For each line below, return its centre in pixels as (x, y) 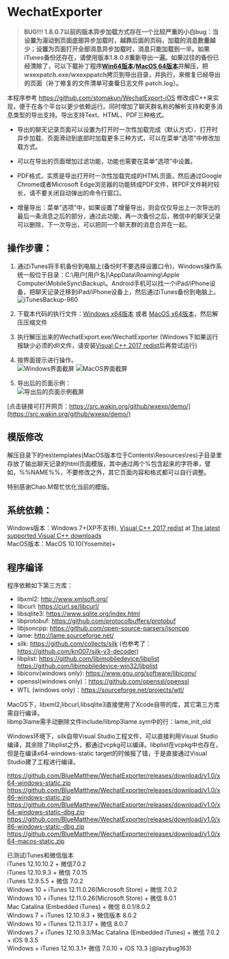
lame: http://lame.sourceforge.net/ (65, 635)
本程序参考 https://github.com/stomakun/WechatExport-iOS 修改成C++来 (110, 97)
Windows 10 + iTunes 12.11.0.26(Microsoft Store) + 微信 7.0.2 (92, 890)
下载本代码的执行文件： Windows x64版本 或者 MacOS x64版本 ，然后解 (118, 313)
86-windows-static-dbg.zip (46, 827)
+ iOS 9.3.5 (23, 940)
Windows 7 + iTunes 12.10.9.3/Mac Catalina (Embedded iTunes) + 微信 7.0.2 (113, 932)
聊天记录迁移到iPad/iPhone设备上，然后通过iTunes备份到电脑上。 (127, 291)
